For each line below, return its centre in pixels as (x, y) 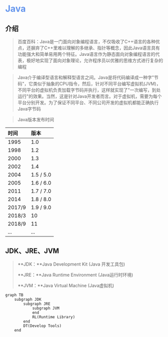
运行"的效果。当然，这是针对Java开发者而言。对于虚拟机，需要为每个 (90, 96)
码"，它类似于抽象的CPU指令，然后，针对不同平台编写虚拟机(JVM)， (89, 84)
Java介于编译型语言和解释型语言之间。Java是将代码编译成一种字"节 (88, 77)
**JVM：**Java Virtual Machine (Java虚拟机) (66, 285)
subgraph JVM (46, 308)
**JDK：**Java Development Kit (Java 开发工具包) (71, 264)
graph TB (14, 295)
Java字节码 (29, 109)
